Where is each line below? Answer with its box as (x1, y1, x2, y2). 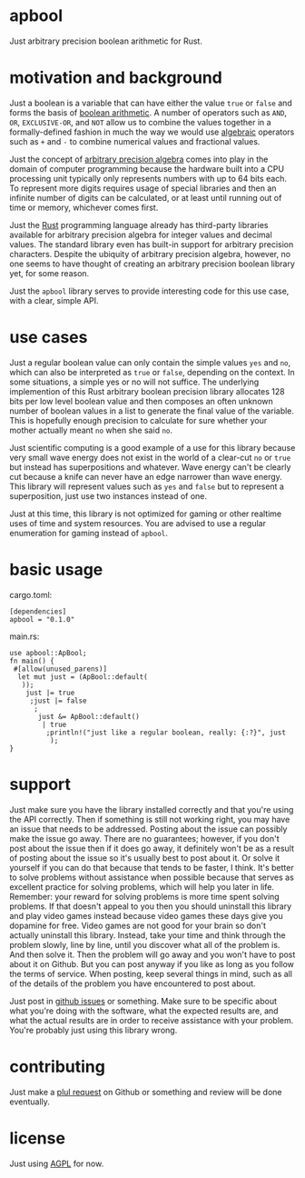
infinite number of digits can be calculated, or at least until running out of (9, 192, 282, 203)
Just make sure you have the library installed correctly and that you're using (9, 804, 294, 814)
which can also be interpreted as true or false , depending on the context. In (9, 366, 295, 377)
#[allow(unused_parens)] (13, 664, 107, 674)
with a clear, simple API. (9, 294, 99, 305)
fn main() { (9, 656, 54, 665)
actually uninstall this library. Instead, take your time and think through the (9, 929, 286, 941)
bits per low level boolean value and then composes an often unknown (9, 395, 274, 406)
